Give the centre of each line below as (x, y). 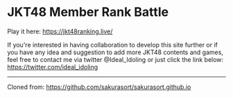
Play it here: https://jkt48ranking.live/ (60, 31)
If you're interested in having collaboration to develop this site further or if (113, 44)
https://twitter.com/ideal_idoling (53, 67)
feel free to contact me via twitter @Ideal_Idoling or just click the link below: (115, 59)
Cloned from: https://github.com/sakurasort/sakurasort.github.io (99, 87)
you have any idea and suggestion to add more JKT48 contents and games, (115, 52)
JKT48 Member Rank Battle (88, 12)
